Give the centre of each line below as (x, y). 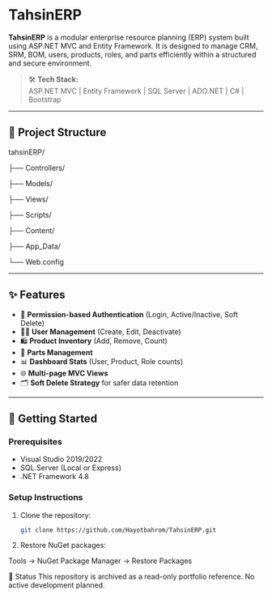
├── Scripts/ (30, 214)
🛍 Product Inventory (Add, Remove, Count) (93, 341)
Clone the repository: (55, 515)
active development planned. (57, 585)
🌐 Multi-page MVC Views (64, 373)
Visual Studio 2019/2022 (61, 460)
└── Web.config (36, 261)
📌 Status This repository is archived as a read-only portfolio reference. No (132, 577)
